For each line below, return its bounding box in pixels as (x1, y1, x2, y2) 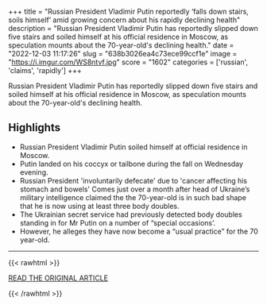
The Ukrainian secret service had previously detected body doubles (19, 210, 242, 219)
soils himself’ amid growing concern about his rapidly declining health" (8, 15, 241, 25)
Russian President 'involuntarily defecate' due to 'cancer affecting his (19, 176, 248, 185)
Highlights (8, 121, 61, 134)
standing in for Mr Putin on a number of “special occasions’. (19, 218, 216, 227)
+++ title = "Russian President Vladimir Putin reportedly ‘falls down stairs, (8, 7, 249, 16)
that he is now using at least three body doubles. (19, 201, 180, 210)
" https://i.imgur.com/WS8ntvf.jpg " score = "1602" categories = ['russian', (8, 57, 249, 67)
